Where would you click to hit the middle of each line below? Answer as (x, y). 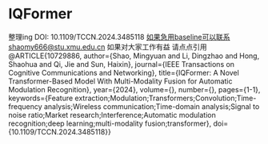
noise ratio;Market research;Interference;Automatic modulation (112, 115)
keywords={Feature (41, 98)
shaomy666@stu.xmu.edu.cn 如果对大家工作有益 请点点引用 (108, 47)
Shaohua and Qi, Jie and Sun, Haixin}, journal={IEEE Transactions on (121, 64)
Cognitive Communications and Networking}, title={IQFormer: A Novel (124, 72)
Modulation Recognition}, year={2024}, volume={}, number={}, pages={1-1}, (134, 89)
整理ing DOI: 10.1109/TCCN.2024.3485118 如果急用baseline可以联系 (119, 37)
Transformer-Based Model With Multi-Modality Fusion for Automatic (120, 81)
